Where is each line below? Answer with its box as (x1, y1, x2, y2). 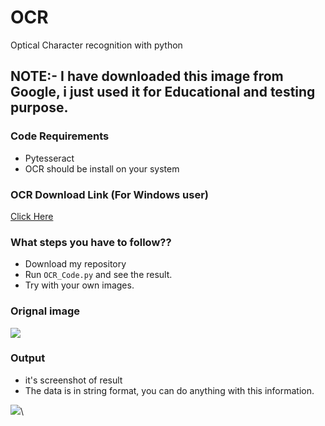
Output (10, 351, 46, 365)
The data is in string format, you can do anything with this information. (24, 384, 315, 396)
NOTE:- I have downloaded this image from (10, 68, 284, 85)
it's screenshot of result (24, 374, 123, 386)
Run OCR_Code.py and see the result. (24, 269, 173, 281)
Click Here (10, 210, 54, 222)
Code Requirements (10, 129, 110, 143)
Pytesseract (24, 152, 75, 164)
